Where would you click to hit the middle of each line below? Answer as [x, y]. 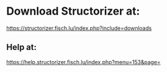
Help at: [21, 47]
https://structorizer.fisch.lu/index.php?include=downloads [79, 28]
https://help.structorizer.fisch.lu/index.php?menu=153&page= [83, 62]
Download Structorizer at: [73, 11]
